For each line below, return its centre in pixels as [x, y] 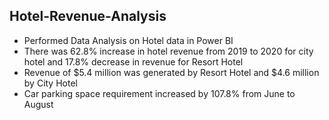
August [38, 104]
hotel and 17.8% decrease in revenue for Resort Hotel [133, 61]
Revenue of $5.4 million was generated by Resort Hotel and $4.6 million [171, 72]
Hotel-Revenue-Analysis [88, 16]
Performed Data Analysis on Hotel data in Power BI [128, 40]
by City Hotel [50, 83]
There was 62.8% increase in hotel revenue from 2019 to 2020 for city [168, 51]
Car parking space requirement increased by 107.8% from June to [159, 93]
